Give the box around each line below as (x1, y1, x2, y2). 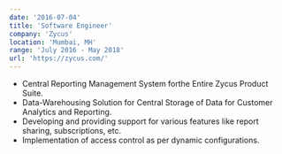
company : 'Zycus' (9, 29, 73, 38)
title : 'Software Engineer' (9, 21, 113, 30)
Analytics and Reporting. (21, 107, 112, 117)
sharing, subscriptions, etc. (21, 126, 122, 135)
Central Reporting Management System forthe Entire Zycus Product (21, 79, 269, 89)
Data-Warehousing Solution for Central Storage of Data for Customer (21, 97, 273, 107)
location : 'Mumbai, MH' (9, 37, 97, 47)
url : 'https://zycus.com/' (9, 54, 109, 63)
